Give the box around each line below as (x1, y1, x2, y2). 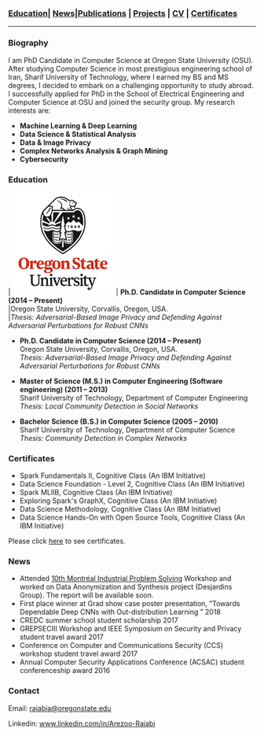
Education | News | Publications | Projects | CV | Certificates (8, 8, 238, 19)
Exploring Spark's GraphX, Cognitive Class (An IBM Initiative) (19, 496, 218, 505)
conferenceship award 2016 (19, 666, 111, 675)
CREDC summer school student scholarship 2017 (19, 616, 178, 625)
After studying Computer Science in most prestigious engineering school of (8, 64, 253, 73)
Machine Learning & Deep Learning (19, 120, 137, 130)
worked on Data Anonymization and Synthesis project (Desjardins (19, 583, 233, 592)
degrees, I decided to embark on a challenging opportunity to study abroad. (8, 80, 254, 90)
